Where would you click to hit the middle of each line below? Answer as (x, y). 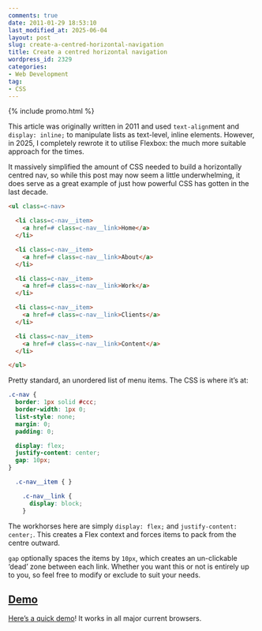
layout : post (30, 37)
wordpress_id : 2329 (40, 60)
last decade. (28, 192)
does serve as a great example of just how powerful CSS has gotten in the (129, 184)
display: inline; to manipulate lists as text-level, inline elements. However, (131, 135)
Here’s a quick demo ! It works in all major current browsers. (105, 618)
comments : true (33, 15)
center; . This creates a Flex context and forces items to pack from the (122, 534)
